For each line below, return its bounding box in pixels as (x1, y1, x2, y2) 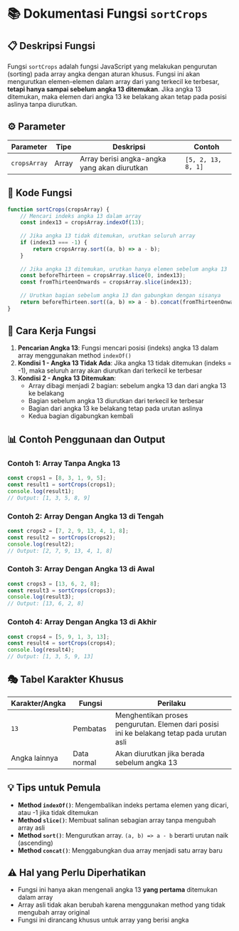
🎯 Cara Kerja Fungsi (7, 325, 96, 337)
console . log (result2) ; (7, 541, 75, 548)
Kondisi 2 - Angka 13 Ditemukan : (17, 374, 116, 383)
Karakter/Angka (11, 698, 66, 708)
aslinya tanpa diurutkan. (7, 100, 78, 108)
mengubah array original (17, 908, 90, 917)
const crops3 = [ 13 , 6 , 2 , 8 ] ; (7, 580, 100, 588)
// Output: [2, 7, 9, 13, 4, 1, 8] (7, 547, 113, 554)
